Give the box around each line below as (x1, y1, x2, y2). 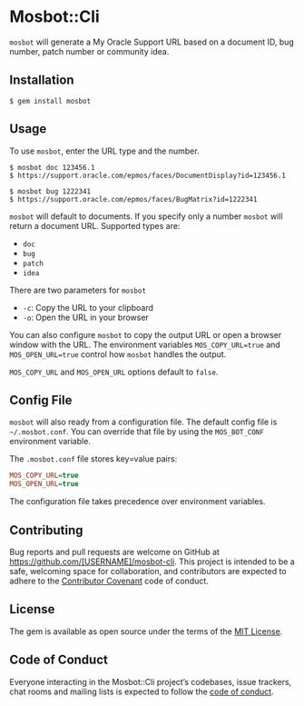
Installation (9, 73, 74, 88)
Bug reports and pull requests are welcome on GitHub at (9, 546, 221, 557)
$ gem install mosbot (9, 96, 92, 105)
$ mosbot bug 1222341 (9, 186, 92, 196)
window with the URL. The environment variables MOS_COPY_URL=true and (9, 339, 281, 350)
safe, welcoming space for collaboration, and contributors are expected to (9, 565, 288, 576)
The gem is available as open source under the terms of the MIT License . (9, 625, 283, 637)
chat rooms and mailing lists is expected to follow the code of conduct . (9, 686, 274, 697)
